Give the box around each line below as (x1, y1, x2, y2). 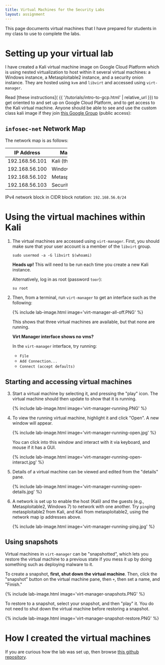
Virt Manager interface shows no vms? (12, 333, 94, 340)
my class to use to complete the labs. (5, 31, 81, 36)
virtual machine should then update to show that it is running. (12, 396, 137, 401)
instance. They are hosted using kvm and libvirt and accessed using (5, 80, 146, 86)
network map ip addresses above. (12, 514, 82, 520)
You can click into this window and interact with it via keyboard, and (12, 439, 150, 445)
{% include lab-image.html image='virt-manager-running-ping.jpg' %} (12, 524, 155, 530)
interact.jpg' (12, 459, 37, 465)
